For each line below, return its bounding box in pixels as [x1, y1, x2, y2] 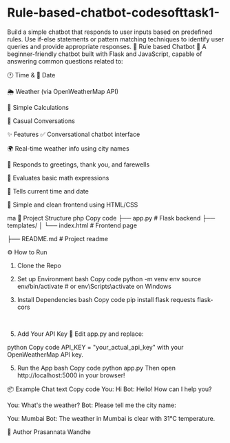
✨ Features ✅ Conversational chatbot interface [7, 130, 140, 138]
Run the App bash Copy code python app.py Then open [17, 364, 176, 372]
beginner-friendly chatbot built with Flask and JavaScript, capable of [7, 50, 202, 58]
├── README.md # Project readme [7, 234, 109, 243]
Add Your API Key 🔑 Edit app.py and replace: [17, 330, 144, 338]
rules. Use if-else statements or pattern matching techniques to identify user [7, 35, 224, 43]
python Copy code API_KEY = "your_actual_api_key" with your [7, 343, 184, 351]
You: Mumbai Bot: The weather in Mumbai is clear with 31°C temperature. [7, 414, 216, 422]
